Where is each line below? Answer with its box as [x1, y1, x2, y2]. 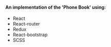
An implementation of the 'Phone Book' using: [5, 4, 106, 10]
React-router [12, 21, 40, 27]
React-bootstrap [12, 32, 48, 38]
